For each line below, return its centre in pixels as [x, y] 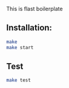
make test [19, 80]
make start [20, 47]
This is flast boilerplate [34, 9]
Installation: [29, 28]
